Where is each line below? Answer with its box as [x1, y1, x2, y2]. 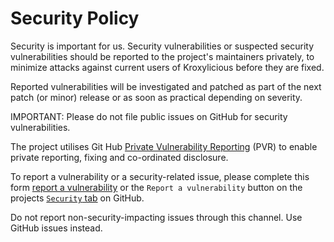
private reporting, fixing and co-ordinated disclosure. [10, 151, 229, 163]
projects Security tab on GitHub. [10, 192, 145, 204]
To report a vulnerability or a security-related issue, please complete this [10, 170, 310, 182]
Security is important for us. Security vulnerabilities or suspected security [10, 40, 315, 52]
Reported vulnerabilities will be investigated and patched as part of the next [10, 80, 322, 92]
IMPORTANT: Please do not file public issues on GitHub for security [10, 110, 288, 122]
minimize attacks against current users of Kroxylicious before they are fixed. [10, 61, 325, 73]
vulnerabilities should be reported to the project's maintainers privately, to [10, 50, 315, 62]
